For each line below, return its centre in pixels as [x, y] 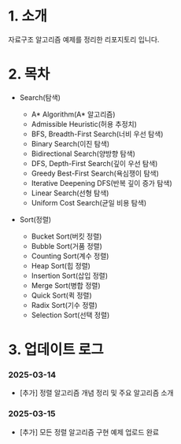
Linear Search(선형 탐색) [70, 193]
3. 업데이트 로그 [56, 350]
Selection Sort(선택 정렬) [70, 315]
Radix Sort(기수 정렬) [65, 305]
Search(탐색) [40, 97]
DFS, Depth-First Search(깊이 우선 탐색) [94, 163]
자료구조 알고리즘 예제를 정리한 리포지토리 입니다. [84, 39]
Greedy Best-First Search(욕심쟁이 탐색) [95, 173]
